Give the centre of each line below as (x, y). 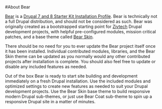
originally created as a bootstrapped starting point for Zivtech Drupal (74, 27)
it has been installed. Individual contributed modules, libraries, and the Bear (80, 51)
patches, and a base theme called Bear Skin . (50, 37)
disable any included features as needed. (46, 67)
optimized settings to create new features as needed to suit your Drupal (76, 86)
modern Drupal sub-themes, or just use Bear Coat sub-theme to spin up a (79, 96)
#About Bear (18, 7)
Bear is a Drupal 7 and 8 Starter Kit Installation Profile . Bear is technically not (81, 16)
